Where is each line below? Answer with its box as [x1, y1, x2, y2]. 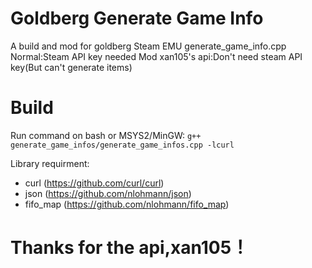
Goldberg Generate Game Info [10, 7, 264, 30]
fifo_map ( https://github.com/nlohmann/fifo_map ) [24, 198, 230, 210]
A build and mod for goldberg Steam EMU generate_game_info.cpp [10, 40, 287, 52]
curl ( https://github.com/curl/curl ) [24, 177, 165, 189]
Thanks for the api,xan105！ [10, 237, 250, 259]
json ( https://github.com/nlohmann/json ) [24, 187, 192, 199]
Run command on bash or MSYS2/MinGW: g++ [10, 129, 202, 141]
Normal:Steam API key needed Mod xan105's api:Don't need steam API [10, 50, 303, 62]
